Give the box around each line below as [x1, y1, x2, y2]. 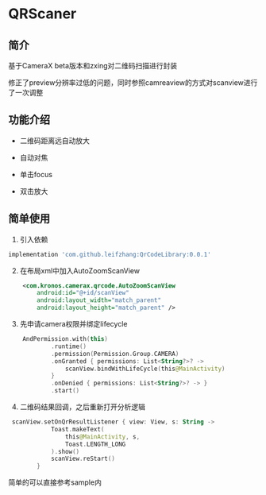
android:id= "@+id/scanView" [37, 289, 129, 297]
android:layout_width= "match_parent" [37, 296, 161, 304]
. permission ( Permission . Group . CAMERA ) [50, 350, 179, 358]
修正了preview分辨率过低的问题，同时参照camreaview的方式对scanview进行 [8, 78, 258, 87]
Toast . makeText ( [50, 425, 105, 433]
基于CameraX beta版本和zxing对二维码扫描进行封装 [8, 61, 177, 70]
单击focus [19, 169, 53, 179]
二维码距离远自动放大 [19, 136, 90, 145]
